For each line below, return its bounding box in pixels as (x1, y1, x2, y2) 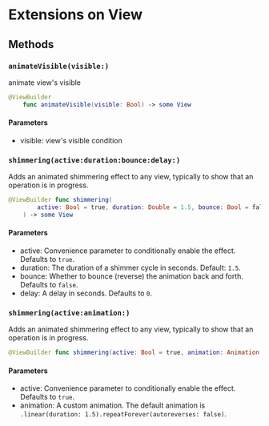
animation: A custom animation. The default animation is (19, 400, 206, 410)
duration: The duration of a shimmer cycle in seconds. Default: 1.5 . (19, 263, 242, 272)
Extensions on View (8, 6, 143, 24)
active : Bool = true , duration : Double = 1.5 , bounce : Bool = (37, 203, 249, 211)
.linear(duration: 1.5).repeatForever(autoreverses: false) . (19, 409, 227, 419)
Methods (8, 38, 54, 51)
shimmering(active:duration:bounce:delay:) (8, 155, 181, 165)
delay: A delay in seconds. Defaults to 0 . (19, 288, 153, 298)
